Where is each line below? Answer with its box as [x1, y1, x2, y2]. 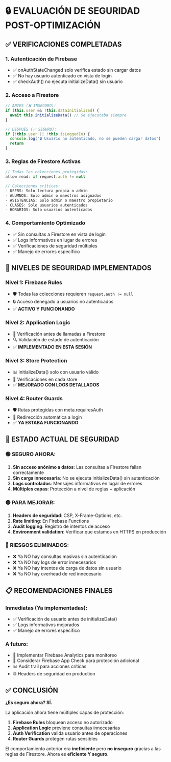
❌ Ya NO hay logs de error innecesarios [12, 559, 96, 565]
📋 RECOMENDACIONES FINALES [5, 586, 113, 595]
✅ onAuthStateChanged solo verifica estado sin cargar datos [12, 67, 141, 73]
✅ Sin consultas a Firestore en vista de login [12, 231, 106, 237]
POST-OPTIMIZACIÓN [5, 19, 101, 31]
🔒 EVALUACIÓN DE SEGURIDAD [5, 5, 140, 17]
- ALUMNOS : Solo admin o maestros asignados [5, 193, 102, 198]
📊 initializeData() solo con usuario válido [12, 368, 99, 375]
